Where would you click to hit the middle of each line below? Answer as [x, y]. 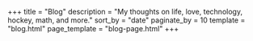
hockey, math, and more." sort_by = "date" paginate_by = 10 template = [126, 20]
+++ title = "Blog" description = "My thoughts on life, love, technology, [125, 12]
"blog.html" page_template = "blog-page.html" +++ [93, 29]
